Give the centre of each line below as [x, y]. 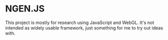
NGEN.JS [25, 9]
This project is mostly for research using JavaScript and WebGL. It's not [80, 22]
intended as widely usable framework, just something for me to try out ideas [84, 27]
